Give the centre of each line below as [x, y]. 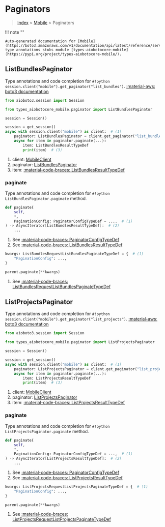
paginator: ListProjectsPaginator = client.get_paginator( [76, 369]
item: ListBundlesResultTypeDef [56, 145]
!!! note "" [15, 32]
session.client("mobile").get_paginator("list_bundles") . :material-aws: [80, 86]
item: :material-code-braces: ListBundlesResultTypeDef [69, 170]
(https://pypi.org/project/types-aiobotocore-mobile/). [63, 54]
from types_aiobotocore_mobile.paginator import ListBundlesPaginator [79, 109]
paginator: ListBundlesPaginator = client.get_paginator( [74, 136]
